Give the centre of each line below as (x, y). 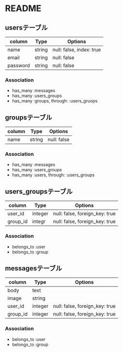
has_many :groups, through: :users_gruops (55, 101)
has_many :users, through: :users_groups (53, 175)
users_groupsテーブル (39, 192)
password (19, 65)
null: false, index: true (77, 50)
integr (39, 221)
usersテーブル (26, 27)
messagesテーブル (33, 268)
